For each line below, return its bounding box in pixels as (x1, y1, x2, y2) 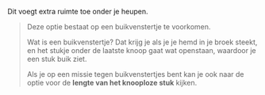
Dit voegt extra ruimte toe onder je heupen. (7, 7, 148, 16)
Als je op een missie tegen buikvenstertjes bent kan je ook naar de (26, 70, 244, 78)
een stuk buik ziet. (26, 55, 87, 63)
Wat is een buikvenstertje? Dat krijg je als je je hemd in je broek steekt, (26, 37, 258, 47)
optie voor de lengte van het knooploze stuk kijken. (26, 78, 198, 87)
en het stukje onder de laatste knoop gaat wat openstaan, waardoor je (26, 46, 256, 55)
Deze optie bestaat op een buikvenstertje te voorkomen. (26, 22, 211, 31)
